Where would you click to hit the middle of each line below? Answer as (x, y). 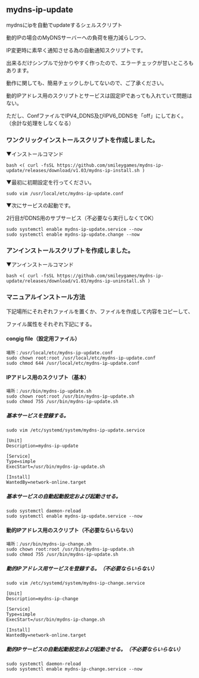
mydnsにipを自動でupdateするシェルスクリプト (64, 25)
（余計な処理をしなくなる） (40, 123)
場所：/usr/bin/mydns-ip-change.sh (49, 544)
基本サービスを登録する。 (38, 415)
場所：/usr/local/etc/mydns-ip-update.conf (60, 353)
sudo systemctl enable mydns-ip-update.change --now (73, 235)
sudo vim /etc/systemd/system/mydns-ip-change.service (76, 583)
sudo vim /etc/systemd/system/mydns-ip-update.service (76, 430)
